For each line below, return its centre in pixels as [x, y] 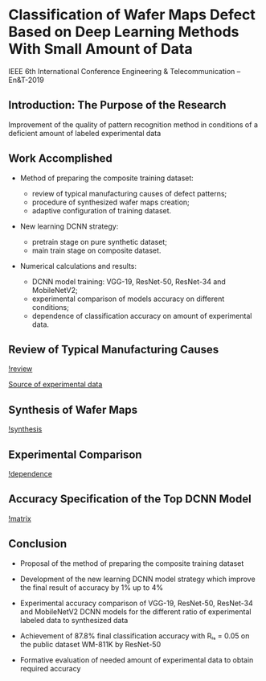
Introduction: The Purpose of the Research [117, 105]
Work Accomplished [60, 159]
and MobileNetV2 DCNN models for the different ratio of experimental [135, 611]
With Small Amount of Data [100, 49]
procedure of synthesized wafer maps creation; [111, 202]
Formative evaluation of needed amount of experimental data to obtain [137, 660]
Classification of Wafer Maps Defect [132, 15]
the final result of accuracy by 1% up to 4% [91, 587]
